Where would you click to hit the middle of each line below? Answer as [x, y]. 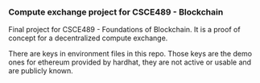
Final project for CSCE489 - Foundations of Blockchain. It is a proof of [124, 30]
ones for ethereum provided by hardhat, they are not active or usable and [130, 62]
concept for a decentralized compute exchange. [88, 38]
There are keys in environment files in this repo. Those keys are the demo [130, 54]
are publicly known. [41, 71]
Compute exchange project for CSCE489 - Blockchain [116, 12]
